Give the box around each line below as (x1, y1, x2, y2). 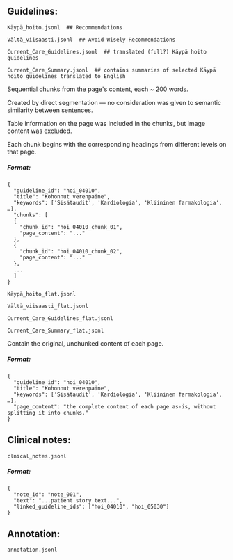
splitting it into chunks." (7, 409, 89, 416)
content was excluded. (7, 127, 72, 135)
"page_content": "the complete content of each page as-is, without (13, 403, 216, 410)
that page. (7, 147, 37, 156)
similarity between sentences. (7, 106, 93, 114)
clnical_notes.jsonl (7, 452, 67, 460)
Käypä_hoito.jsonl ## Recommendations (7, 24, 123, 31)
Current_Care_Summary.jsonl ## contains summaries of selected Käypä (7, 66, 216, 74)
